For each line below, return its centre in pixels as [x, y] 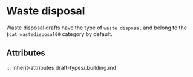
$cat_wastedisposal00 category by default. [60, 34]
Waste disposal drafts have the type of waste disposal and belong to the [97, 28]
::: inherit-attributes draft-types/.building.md [61, 67]
